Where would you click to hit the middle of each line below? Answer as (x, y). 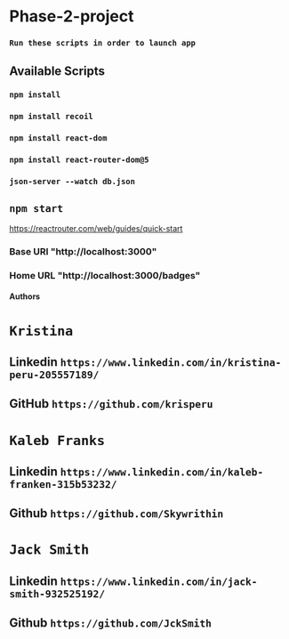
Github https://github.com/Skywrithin (116, 514)
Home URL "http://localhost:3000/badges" (105, 275)
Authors (25, 296)
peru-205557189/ (54, 374)
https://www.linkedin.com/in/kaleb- (162, 472)
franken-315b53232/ (63, 484)
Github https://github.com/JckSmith (110, 623)
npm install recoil (51, 117)
